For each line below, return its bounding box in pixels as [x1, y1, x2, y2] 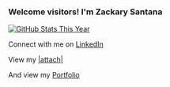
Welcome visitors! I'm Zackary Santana [8, 6, 163, 17]
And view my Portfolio [8, 70, 81, 80]
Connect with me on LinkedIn [8, 40, 104, 49]
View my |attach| [8, 55, 63, 65]
